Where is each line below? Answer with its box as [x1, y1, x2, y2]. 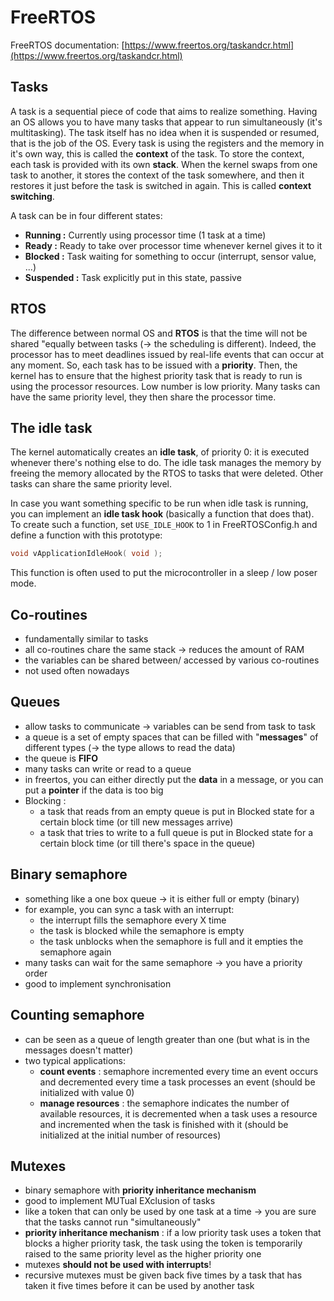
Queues [10, 694, 61, 711]
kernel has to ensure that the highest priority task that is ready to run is [10, 369, 303, 381]
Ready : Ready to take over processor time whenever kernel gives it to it [24, 239, 323, 251]
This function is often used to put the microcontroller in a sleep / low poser [10, 567, 318, 579]
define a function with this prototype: [10, 529, 163, 541]
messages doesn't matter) [24, 1044, 134, 1056]
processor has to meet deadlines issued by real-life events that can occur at [10, 348, 325, 360]
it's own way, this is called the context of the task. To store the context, [10, 147, 305, 160]
